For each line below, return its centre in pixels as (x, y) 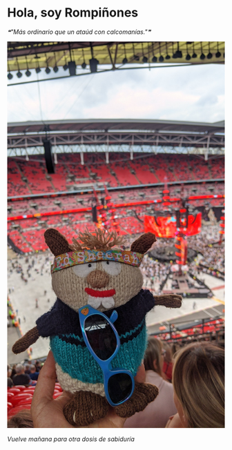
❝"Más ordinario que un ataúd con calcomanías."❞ (79, 32)
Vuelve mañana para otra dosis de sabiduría (71, 439)
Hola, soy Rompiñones (73, 13)
